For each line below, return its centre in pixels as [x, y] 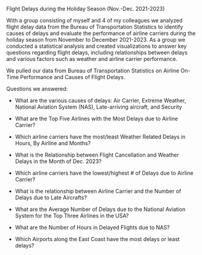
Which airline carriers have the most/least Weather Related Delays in [100, 137]
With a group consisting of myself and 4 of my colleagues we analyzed [94, 20]
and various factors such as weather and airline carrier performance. [92, 59]
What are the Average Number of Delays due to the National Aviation [100, 209]
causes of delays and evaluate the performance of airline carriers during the [101, 33]
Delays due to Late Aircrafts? [51, 198]
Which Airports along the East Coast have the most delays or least [97, 239]
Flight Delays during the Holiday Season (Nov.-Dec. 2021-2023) [86, 9]
